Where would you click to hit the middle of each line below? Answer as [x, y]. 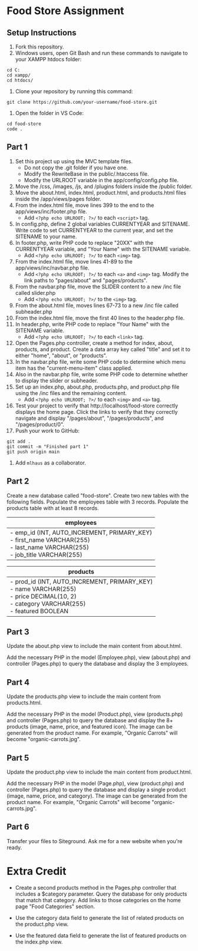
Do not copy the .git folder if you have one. [76, 167]
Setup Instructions [42, 33]
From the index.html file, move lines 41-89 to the [74, 261]
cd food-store [24, 124]
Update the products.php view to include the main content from [84, 696]
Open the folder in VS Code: [49, 113]
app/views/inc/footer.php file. [51, 211]
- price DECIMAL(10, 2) [43, 596]
